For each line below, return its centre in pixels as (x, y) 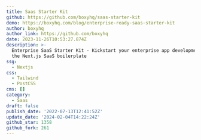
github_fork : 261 (28, 128)
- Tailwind (25, 78)
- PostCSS (24, 84)
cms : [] (16, 89)
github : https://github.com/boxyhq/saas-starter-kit (73, 17)
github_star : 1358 (29, 123)
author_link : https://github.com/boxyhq (57, 34)
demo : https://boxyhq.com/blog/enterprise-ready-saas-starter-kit (91, 23)
